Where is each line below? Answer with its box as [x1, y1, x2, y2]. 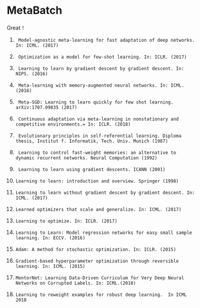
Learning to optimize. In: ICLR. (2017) [15, 218, 118, 224]
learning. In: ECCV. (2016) [15, 234, 85, 241]
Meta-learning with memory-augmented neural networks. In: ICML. [18, 82, 184, 89]
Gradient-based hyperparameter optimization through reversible [15, 258, 179, 264]
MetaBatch [7, 4, 63, 17]
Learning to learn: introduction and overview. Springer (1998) [15, 178, 179, 184]
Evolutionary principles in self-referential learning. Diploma [18, 133, 181, 139]
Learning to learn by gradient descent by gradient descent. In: [18, 65, 184, 72]
